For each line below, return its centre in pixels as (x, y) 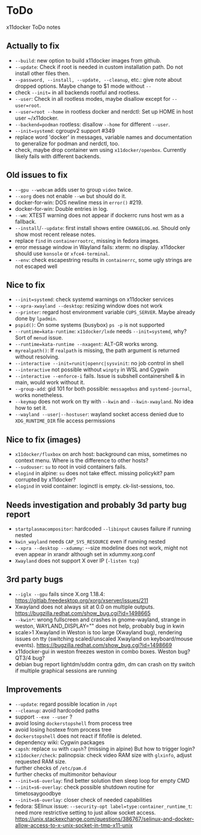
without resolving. (37, 357)
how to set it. (31, 408)
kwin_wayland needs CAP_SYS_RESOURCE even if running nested (90, 542)
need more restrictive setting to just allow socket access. (85, 812)
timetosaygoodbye (38, 793)
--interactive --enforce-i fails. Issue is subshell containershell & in (100, 376)
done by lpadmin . (36, 318)
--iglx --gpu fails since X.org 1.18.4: (60, 594)
